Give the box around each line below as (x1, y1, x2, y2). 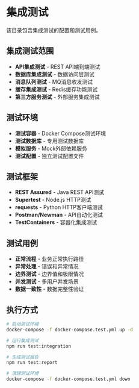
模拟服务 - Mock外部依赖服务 (14, 145, 87, 152)
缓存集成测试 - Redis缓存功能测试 (14, 86, 98, 93)
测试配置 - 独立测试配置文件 (14, 152, 84, 160)
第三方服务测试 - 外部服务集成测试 (14, 93, 100, 100)
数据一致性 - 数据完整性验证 (14, 286, 84, 293)
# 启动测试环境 (6, 321, 39, 327)
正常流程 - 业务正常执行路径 (14, 255, 84, 263)
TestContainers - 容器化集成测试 (14, 219, 97, 226)
